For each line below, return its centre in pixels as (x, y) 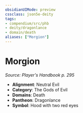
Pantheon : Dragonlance (36, 100)
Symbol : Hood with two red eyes (45, 105)
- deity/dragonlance (26, 28)
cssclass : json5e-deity (29, 14)
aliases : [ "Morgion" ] (27, 37)
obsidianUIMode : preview (30, 10)
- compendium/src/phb (27, 23)
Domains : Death (29, 95)
